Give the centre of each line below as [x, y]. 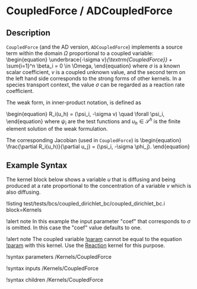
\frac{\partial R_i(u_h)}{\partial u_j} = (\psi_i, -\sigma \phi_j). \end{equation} [98, 147]
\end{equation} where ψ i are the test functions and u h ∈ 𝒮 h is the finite [93, 121]
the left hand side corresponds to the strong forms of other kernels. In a [94, 78]
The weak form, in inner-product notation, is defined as [74, 102]
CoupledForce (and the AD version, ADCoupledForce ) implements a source [94, 47]
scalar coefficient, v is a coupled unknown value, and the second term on [96, 72]
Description [28, 33]
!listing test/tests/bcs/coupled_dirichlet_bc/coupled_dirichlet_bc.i [85, 204]
